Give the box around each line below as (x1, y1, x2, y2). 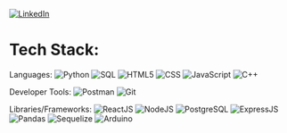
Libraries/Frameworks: (9, 104, 92, 114)
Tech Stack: (9, 40, 100, 60)
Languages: (9, 69, 53, 79)
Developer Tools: (9, 86, 72, 97)
